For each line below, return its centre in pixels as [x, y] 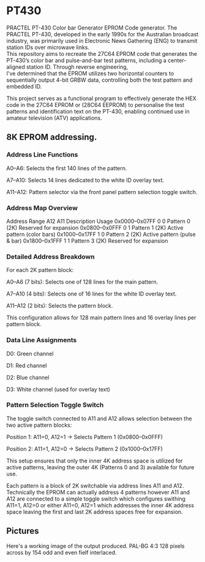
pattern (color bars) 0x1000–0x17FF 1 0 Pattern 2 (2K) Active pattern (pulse [101, 234]
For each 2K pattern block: [40, 270]
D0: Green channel [30, 353]
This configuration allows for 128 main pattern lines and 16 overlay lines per [102, 318]
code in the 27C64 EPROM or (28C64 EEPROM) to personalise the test [95, 104]
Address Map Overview [42, 208]
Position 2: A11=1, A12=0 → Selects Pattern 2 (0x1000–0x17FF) [85, 448]
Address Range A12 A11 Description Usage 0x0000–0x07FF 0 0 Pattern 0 [99, 221]
